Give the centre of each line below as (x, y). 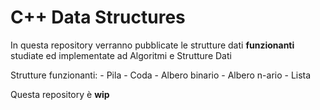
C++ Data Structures (98, 17)
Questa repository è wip (60, 94)
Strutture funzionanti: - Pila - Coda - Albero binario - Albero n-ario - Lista (161, 75)
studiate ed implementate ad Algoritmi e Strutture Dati (121, 55)
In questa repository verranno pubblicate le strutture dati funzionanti (152, 45)
